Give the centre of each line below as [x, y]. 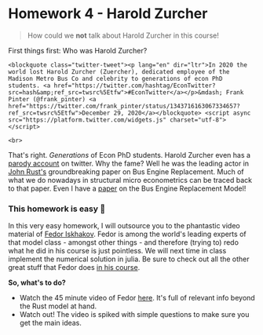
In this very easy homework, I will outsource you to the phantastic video [124, 226]
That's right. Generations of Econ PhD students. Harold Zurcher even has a [130, 155]
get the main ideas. [51, 323]
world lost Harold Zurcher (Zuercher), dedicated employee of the [119, 71]
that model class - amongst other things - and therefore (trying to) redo [124, 242]
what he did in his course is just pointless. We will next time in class [117, 251]
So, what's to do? [37, 282]
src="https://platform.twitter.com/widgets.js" [88, 120]
